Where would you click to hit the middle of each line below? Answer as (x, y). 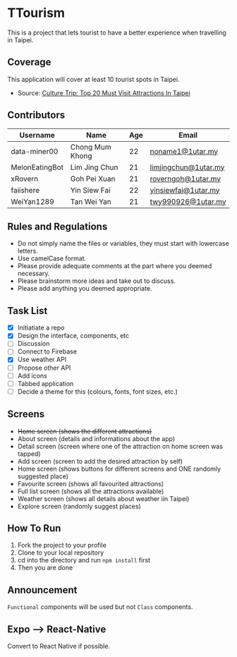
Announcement (42, 590)
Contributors (36, 115)
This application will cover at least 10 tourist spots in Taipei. (93, 79)
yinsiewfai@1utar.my (185, 190)
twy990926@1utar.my (188, 201)
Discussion (34, 344)
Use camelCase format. (52, 258)
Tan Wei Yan (91, 201)
